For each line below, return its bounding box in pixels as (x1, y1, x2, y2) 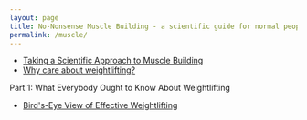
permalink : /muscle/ (9, 30, 89, 39)
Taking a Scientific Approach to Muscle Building (22, 55, 204, 66)
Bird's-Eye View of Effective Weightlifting (22, 100, 178, 111)
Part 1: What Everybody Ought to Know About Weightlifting (9, 83, 231, 94)
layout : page (9, 13, 59, 23)
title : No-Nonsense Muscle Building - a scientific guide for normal (9, 22, 281, 31)
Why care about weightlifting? (22, 65, 135, 75)
